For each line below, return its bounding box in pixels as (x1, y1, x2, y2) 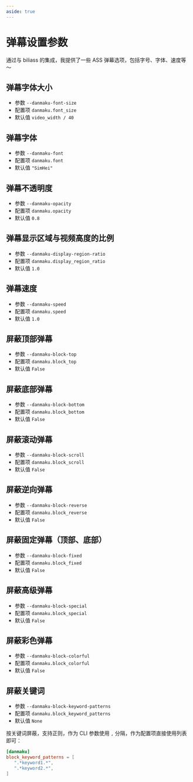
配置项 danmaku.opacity (14, 207, 72, 214)
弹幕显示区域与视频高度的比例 (6, 233, 114, 243)
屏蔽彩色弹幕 (6, 636, 53, 646)
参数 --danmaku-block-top (14, 350, 77, 357)
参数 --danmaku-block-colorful (14, 652, 90, 659)
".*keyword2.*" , (13, 765, 54, 771)
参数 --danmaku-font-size (14, 99, 77, 106)
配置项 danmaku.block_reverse (14, 509, 87, 516)
